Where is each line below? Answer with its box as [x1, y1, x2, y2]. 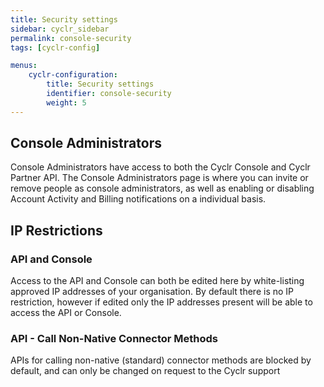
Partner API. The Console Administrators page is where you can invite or [10, 172, 309, 184]
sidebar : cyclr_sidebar [10, 24, 110, 34]
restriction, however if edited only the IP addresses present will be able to [10, 296, 313, 308]
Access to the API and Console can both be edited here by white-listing [10, 275, 305, 287]
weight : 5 [46, 97, 87, 108]
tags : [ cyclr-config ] [10, 42, 101, 53]
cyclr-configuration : [28, 70, 118, 80]
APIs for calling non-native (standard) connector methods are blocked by [10, 354, 312, 366]
